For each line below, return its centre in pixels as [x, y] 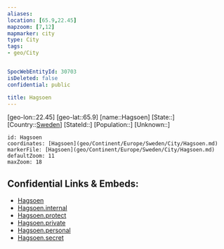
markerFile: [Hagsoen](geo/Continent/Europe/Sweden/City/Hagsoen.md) [111, 150]
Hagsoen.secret [41, 238]
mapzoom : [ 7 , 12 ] [31, 27]
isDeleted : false [33, 78]
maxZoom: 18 [25, 162]
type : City [23, 40]
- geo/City [23, 53]
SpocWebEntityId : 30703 [42, 72]
